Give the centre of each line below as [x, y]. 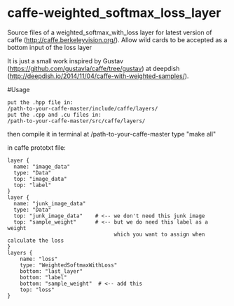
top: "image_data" [41, 179]
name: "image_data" [42, 167]
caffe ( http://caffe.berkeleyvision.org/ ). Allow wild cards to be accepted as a [117, 39]
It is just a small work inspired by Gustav [66, 60]
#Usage [19, 89]
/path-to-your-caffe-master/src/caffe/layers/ [76, 121]
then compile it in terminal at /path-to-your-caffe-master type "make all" [112, 134]
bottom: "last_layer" [51, 271]
